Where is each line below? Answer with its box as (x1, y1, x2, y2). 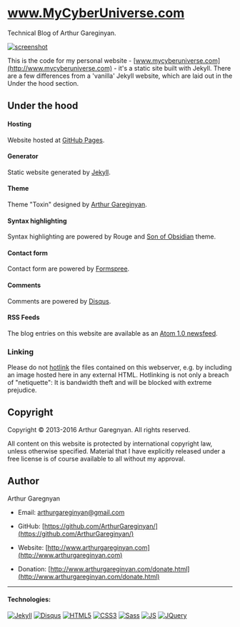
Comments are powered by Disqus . (7, 296, 111, 305)
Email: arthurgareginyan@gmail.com (17, 508, 125, 516)
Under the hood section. (7, 79, 79, 87)
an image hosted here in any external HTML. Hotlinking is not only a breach (7, 371, 229, 379)
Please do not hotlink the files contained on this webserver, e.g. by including (7, 363, 232, 372)
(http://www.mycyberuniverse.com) (7, 64, 113, 72)
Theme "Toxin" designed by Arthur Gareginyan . (7, 200, 148, 209)
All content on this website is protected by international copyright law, (7, 439, 213, 448)
